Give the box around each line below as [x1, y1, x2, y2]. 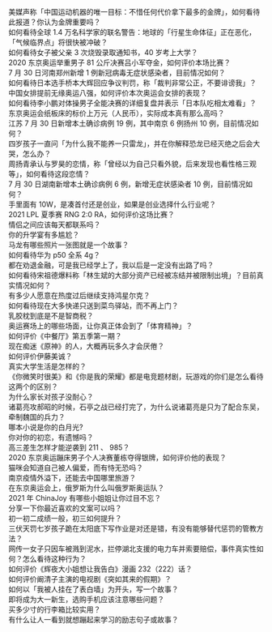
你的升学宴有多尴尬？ [8, 230, 79, 239]
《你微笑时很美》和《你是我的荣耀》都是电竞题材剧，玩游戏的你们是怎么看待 [8, 372, 264, 381]
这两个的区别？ [8, 382, 58, 391]
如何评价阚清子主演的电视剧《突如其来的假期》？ [8, 574, 172, 583]
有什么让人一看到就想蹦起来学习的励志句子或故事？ [8, 615, 179, 624]
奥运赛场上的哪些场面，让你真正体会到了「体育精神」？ [8, 321, 193, 331]
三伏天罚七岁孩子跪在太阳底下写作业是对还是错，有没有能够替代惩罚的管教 [8, 523, 257, 533]
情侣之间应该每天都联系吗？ [8, 220, 101, 229]
